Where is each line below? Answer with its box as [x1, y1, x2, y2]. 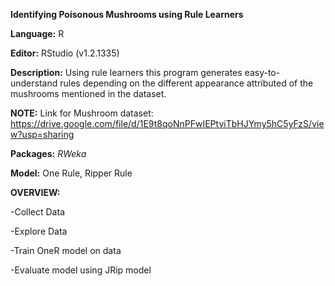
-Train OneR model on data [10, 245, 122, 256]
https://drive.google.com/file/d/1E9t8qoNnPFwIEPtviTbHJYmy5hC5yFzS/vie [10, 118, 325, 129]
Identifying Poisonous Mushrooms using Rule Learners [10, 9, 244, 20]
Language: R [10, 28, 65, 39]
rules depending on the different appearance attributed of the [59, 77, 314, 89]
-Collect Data [10, 206, 65, 218]
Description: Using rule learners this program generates [10, 67, 243, 78]
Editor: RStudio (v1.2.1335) [10, 47, 120, 59]
